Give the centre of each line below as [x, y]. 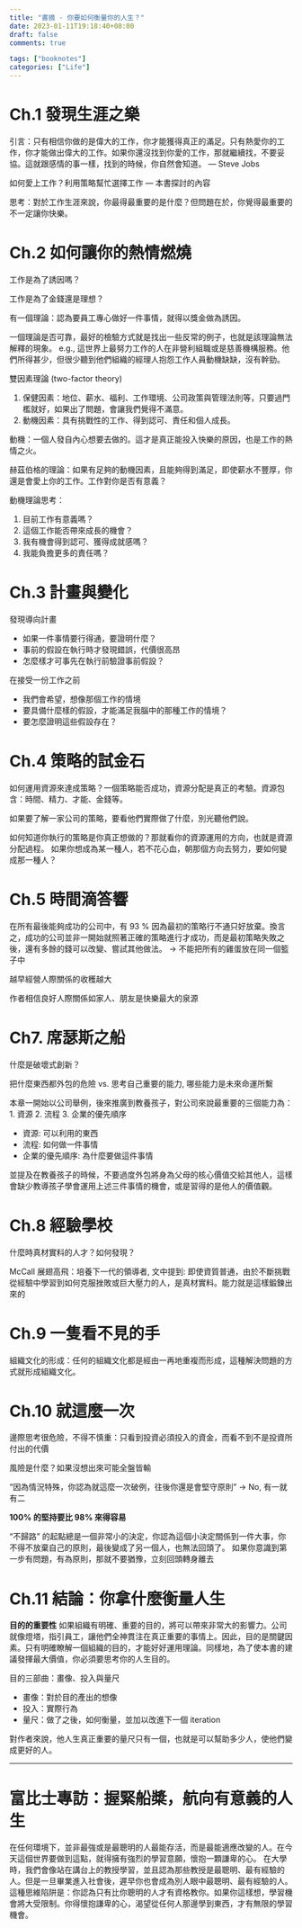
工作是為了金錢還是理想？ [57, 299]
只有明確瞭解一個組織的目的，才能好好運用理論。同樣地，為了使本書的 [155, 1648]
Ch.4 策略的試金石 [77, 761]
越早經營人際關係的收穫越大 [61, 979]
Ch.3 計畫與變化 [69, 592]
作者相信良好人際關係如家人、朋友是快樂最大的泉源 [104, 998]
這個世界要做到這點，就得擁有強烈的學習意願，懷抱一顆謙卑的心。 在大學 [152, 1859]
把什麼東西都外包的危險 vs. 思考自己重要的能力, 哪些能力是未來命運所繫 [142, 1083]
